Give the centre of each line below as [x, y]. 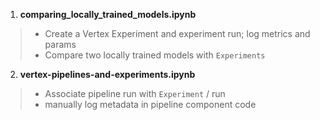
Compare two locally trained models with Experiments [155, 55]
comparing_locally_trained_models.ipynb [108, 14]
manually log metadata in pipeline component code [150, 104]
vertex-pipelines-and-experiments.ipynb [107, 74]
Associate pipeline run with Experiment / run [135, 93]
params [60, 44]
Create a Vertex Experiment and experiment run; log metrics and [177, 33]
